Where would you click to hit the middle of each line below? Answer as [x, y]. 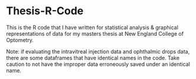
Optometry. [20, 40]
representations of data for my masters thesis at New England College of [95, 33]
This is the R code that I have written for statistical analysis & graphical [92, 27]
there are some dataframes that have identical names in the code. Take [93, 58]
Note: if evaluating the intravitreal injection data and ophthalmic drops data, [98, 51]
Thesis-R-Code [45, 11]
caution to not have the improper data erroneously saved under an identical [98, 64]
